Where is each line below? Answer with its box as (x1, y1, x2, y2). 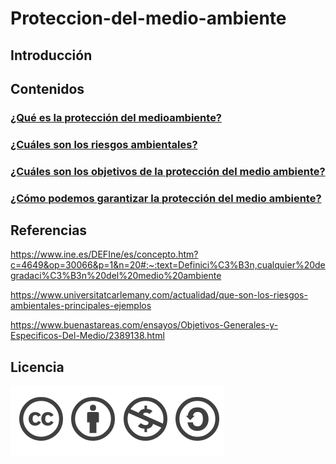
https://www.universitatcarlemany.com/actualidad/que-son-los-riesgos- (10, 289, 308, 301)
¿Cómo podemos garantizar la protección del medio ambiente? (10, 191, 322, 205)
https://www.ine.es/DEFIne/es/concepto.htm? (10, 248, 199, 261)
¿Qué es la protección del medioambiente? (10, 110, 223, 124)
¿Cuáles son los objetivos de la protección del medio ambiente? (10, 164, 326, 178)
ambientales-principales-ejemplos (10, 300, 152, 312)
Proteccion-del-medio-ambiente (10, 7, 287, 30)
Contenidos (10, 80, 85, 97)
